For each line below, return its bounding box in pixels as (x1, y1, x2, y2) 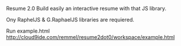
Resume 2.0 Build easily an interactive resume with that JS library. (6, 5, 167, 12)
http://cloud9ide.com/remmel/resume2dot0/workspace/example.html (6, 34, 175, 40)
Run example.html (6, 27, 50, 34)
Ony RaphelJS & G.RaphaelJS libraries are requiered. (6, 16, 134, 23)
